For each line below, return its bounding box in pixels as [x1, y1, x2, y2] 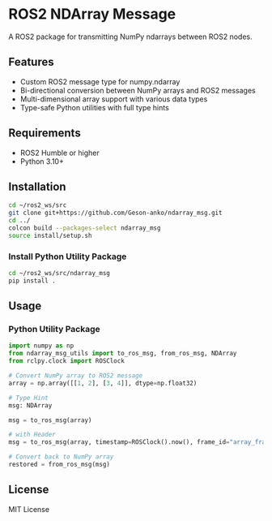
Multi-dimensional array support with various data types [19, 94, 208, 104]
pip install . [8, 277, 57, 285]
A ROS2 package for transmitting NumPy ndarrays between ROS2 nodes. [8, 32, 253, 41]
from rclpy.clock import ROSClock [8, 357, 125, 365]
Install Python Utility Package [8, 251, 127, 262]
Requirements [8, 127, 81, 140]
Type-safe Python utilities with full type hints [19, 102, 170, 112]
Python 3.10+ [19, 156, 65, 166]
